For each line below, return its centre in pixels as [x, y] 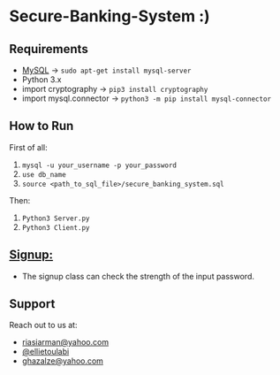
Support [32, 304]
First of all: [29, 147]
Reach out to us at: [43, 325]
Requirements [49, 49]
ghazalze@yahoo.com [63, 361]
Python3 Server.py [56, 218]
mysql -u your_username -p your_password [99, 165]
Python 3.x [42, 80]
